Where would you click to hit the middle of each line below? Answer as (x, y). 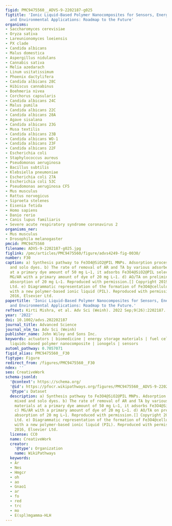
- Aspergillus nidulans (31, 58)
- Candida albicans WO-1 (32, 139)
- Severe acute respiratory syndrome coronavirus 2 (61, 225)
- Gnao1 (18, 487)
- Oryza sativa (21, 34)
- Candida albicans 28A (31, 115)
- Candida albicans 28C (31, 82)
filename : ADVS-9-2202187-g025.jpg (43, 248)
